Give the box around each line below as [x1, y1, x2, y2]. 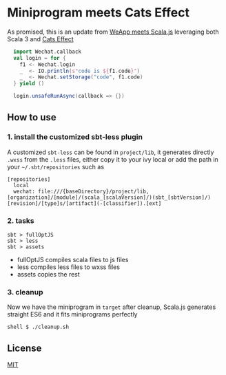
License [7, 342, 42, 354]
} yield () [13, 81, 45, 87]
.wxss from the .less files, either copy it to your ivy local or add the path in [7, 155, 218, 163]
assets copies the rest [17, 270, 81, 279]
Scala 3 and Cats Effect [7, 34, 74, 43]
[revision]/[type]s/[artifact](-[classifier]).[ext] [7, 200, 162, 207]
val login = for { [13, 54, 67, 61]
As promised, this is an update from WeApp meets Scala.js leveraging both [7, 28, 219, 36]
